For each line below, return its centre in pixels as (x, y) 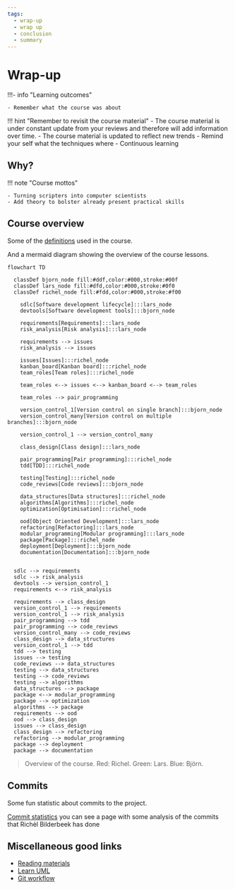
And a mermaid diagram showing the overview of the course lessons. (108, 254)
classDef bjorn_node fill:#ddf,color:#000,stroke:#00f (96, 280)
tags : (15, 14)
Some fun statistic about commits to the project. (77, 803)
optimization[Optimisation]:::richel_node (83, 509)
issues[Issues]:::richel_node (65, 360)
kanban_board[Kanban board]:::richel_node (83, 366)
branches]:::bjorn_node (42, 422)
